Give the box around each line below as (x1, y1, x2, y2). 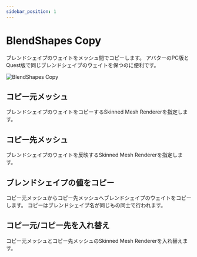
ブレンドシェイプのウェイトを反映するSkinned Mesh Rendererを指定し (6, 151, 178, 159)
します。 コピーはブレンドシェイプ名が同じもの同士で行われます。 (6, 202, 166, 209)
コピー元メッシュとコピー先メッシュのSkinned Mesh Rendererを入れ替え (6, 237, 183, 244)
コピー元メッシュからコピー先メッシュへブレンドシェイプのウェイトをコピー (6, 195, 192, 201)
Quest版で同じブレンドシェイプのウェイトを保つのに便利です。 (6, 61, 159, 68)
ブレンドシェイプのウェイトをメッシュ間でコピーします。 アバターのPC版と (6, 54, 189, 61)
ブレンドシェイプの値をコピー (6, 178, 115, 188)
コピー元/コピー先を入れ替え (6, 221, 110, 231)
